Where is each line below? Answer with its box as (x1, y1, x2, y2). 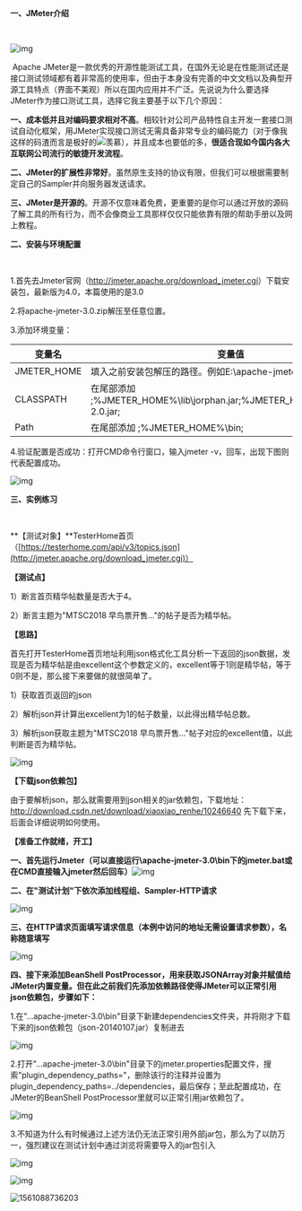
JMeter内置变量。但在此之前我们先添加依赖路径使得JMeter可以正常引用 (10, 980, 277, 991)
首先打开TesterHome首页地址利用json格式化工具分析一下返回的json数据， (10, 649, 283, 658)
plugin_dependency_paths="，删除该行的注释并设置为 (22, 1070, 222, 1080)
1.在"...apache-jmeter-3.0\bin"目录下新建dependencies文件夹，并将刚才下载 (10, 1011, 291, 1021)
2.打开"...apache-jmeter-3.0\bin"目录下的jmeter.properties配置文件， (10, 1059, 263, 1069)
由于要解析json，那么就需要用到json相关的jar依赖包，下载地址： (10, 795, 247, 805)
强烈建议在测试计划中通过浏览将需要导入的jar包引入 (25, 1140, 216, 1150)
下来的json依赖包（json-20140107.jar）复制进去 (10, 1022, 185, 1032)
